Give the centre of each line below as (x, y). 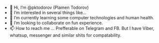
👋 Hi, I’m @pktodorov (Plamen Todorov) (49, 7)
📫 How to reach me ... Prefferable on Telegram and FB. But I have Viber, (82, 28)
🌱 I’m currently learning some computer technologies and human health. (82, 18)
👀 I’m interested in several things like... (48, 13)
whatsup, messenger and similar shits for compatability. (65, 35)
